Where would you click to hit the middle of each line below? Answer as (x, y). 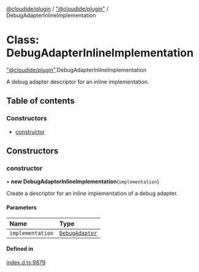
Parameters (21, 207)
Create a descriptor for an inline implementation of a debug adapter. (92, 193)
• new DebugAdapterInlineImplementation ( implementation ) (83, 182)
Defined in (20, 249)
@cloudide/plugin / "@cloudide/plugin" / (58, 9)
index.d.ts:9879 (26, 262)
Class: (23, 40)
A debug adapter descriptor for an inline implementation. (78, 81)
